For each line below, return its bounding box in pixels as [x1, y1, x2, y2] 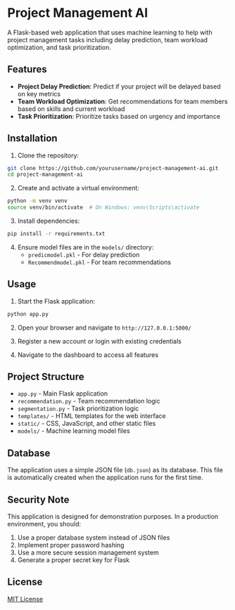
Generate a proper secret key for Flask [17, 556, 130, 564]
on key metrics [17, 89, 61, 98]
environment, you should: [7, 520, 81, 528]
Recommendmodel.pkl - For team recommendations [27, 258, 171, 266]
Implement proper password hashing [17, 541, 125, 550]
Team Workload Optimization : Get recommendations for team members [17, 97, 228, 105]
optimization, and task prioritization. [7, 43, 111, 51]
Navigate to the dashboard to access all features [17, 350, 159, 359]
